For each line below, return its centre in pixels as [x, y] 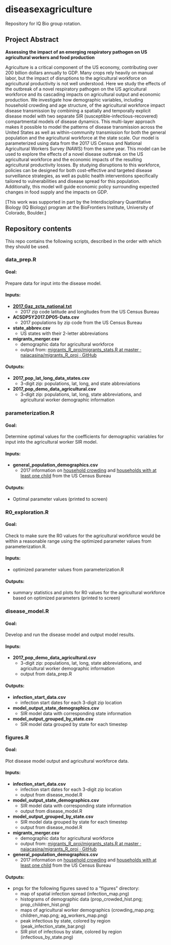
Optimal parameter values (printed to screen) [60, 499]
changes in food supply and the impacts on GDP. [57, 192]
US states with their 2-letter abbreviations [64, 333]
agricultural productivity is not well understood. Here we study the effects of [86, 83]
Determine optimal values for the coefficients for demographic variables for [85, 437]
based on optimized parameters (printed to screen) [66, 598]
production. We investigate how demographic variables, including [74, 100]
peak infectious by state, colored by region [65, 921]
